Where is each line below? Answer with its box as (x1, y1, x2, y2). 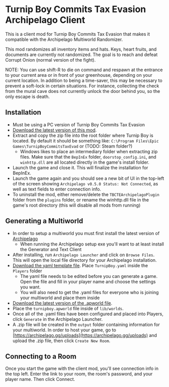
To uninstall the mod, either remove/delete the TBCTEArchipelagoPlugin (12, 191, 160, 198)
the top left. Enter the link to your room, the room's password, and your (5, 371, 153, 377)
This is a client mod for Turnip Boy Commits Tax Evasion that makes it (5, 31, 150, 37)
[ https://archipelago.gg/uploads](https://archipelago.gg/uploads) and (12, 332, 157, 338)
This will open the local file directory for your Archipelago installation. (12, 257, 157, 263)
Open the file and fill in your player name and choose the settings (20, 278, 156, 284)
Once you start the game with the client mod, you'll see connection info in (5, 365, 159, 372)
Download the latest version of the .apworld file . (12, 300, 112, 306)
